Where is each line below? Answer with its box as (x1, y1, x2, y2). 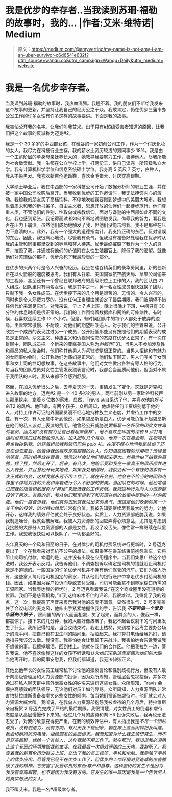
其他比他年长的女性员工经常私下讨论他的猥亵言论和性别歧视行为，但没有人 (5, 667, 162, 673)
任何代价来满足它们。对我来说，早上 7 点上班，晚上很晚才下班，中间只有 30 (5, 303, 165, 309)
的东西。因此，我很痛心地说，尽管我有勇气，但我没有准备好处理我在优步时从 (5, 234, 166, 240)
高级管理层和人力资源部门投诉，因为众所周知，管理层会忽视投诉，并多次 (14, 673, 166, 679)
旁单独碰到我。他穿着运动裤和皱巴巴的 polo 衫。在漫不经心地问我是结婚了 (5, 441, 160, 447)
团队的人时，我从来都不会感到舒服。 (14, 373, 90, 379)
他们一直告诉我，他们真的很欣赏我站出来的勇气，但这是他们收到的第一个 (14, 499, 166, 505)
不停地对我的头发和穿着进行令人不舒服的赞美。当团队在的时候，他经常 (14, 479, 162, 485)
